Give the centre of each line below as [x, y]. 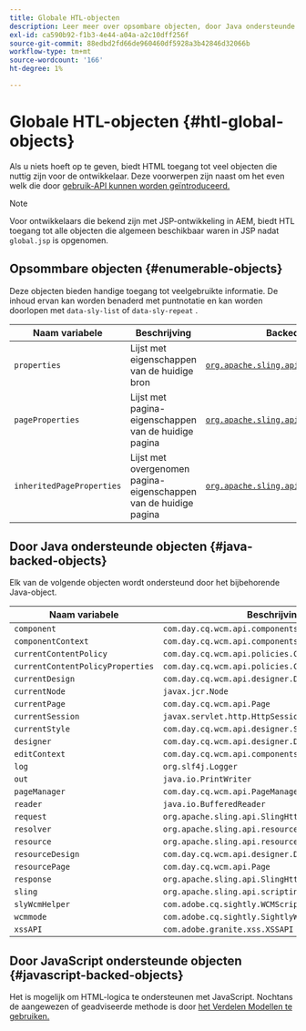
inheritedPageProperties [68, 485]
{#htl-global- [233, 122]
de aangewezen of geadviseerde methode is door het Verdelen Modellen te [151, 1006]
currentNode [40, 692]
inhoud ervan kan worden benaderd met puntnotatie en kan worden [136, 301]
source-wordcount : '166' [56, 60]
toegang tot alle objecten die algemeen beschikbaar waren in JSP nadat [144, 230]
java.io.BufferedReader [214, 804]
